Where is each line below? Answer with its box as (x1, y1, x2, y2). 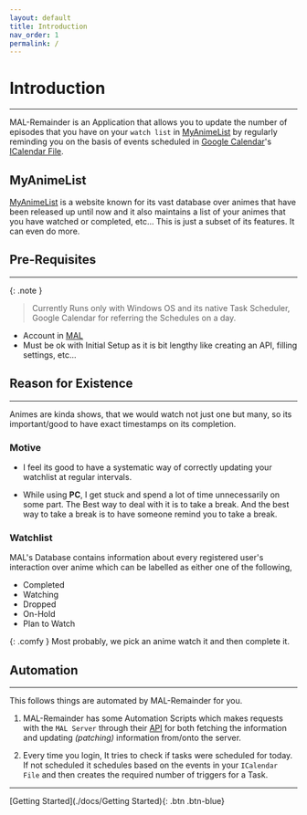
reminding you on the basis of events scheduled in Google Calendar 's (9, 136, 272, 147)
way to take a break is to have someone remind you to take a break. (22, 508, 278, 519)
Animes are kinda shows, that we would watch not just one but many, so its (9, 408, 292, 420)
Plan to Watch (22, 618, 76, 630)
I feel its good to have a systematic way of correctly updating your (22, 462, 272, 473)
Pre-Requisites (9, 252, 97, 267)
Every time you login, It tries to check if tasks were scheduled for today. (22, 750, 293, 761)
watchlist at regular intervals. (22, 471, 132, 482)
